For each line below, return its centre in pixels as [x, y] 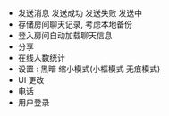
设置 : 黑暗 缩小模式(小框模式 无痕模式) [89, 69]
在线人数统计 [41, 58]
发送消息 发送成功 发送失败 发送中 [80, 13]
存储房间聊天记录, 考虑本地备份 [75, 24]
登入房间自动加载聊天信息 [65, 35]
